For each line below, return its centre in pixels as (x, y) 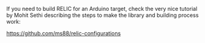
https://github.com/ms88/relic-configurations (64, 33)
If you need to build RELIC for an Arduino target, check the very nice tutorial (102, 9)
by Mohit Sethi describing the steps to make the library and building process (102, 15)
